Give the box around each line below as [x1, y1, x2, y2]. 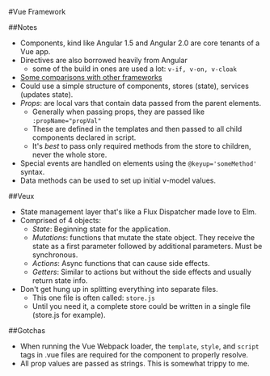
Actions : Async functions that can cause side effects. [32, 259, 210, 268]
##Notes [8, 23, 38, 32]
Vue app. [19, 47, 51, 56]
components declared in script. [32, 133, 137, 142]
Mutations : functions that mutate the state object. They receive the [32, 233, 255, 242]
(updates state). [19, 90, 74, 99]
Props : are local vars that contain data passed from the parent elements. [19, 99, 262, 108]
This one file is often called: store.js [32, 293, 155, 302]
